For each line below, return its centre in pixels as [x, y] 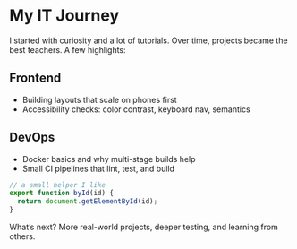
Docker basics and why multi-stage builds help [109, 159]
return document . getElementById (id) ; [88, 202]
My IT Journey [64, 16]
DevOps [32, 137]
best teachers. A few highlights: [68, 49]
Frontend [35, 78]
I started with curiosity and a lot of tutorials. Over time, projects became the [148, 40]
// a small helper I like [57, 185]
